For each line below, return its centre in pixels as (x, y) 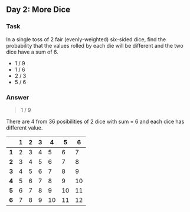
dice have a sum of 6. (32, 52)
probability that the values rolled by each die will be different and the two (95, 45)
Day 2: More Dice (38, 10)
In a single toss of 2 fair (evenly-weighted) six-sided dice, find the (86, 39)
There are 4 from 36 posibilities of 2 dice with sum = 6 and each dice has (95, 121)
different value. (24, 127)
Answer (18, 97)
